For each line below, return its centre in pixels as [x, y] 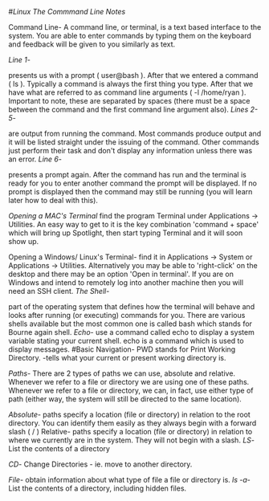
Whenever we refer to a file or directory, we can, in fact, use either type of [131, 390]
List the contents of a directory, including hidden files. [98, 488]
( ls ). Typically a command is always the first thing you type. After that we [131, 84]
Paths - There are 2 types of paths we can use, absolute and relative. [122, 373]
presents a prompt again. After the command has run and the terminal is [127, 175]
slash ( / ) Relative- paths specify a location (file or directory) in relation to [130, 432]
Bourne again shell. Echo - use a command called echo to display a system [131, 332]
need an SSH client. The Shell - [59, 291]
